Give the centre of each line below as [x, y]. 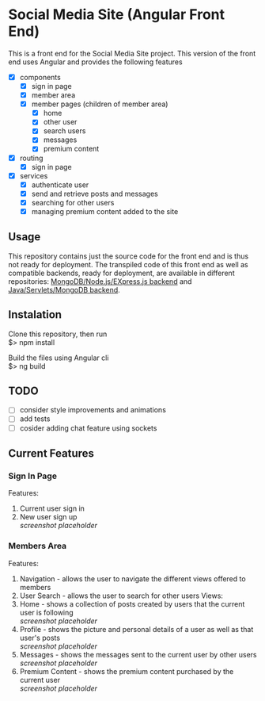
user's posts [40, 638]
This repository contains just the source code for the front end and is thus [129, 256]
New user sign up [48, 517]
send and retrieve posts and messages [95, 193]
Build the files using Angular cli [59, 358]
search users [64, 131]
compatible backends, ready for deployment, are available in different [121, 273]
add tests [35, 419]
